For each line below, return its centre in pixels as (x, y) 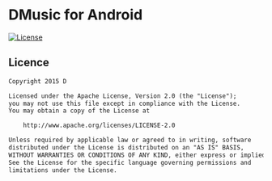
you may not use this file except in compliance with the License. (125, 103)
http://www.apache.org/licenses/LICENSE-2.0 (99, 126)
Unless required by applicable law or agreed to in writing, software (130, 140)
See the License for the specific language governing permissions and (130, 162)
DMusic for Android (76, 15)
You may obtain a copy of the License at (79, 111)
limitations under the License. (63, 170)
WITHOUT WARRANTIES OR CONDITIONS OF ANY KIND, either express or (123, 155)
